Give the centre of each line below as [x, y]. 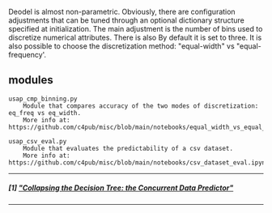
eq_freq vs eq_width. [45, 113]
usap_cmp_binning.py [43, 99]
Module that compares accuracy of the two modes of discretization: [141, 106]
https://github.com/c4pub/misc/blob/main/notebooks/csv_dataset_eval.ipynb [139, 162]
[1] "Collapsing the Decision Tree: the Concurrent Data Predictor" [121, 188]
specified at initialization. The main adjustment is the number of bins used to [136, 29]
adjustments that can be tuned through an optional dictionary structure [127, 20]
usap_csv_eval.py [38, 141]
